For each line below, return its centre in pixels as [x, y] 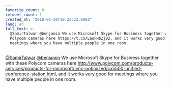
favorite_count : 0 [25, 10]
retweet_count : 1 [24, 15]
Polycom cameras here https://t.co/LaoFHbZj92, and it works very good [88, 39]
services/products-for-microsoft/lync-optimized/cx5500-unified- [74, 68]
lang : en [15, 24]
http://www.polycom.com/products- [116, 63]
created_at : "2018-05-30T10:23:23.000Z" [49, 19]
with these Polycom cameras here [41, 63]
